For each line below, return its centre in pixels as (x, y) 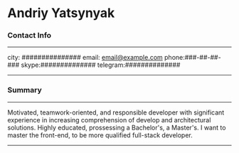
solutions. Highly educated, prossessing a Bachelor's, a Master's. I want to (117, 127)
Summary (25, 90)
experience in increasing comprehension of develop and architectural (109, 120)
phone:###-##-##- (193, 58)
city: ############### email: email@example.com (85, 58)
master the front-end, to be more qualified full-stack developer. (100, 135)
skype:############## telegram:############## (101, 65)
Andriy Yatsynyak (61, 13)
